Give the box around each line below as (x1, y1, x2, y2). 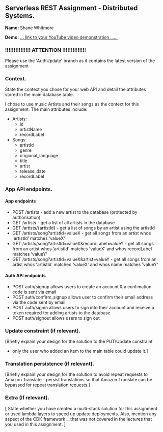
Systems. (5, 12, 35, 20)
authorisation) (12, 214, 41, 220)
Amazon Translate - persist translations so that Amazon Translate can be (5, 377, 153, 383)
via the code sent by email (12, 299, 66, 305)
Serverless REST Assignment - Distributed (5, 4, 138, 12)
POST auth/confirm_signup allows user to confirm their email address (12, 294, 153, 300)
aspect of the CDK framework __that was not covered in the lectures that (5, 416, 152, 422)
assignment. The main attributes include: (5, 106, 87, 112)
